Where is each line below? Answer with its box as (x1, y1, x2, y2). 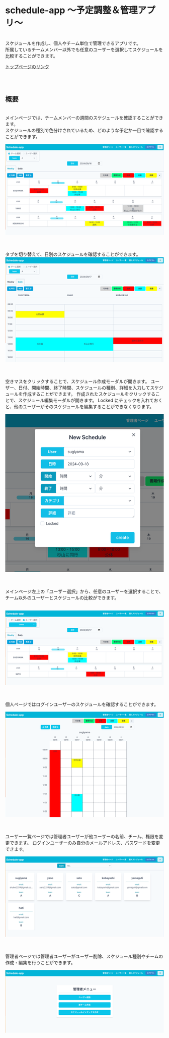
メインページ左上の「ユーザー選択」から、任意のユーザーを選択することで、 (5, 588, 163, 594)
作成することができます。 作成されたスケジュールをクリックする (22, 391, 156, 397)
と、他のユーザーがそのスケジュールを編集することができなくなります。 (5, 404, 154, 410)
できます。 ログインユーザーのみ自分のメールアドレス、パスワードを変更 (9, 840, 160, 846)
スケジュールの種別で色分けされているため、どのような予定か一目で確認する (5, 127, 163, 133)
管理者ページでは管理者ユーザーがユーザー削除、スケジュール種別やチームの (5, 953, 163, 959)
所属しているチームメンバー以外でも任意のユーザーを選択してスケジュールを (5, 46, 163, 52)
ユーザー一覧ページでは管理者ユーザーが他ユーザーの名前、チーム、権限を (5, 834, 159, 840)
